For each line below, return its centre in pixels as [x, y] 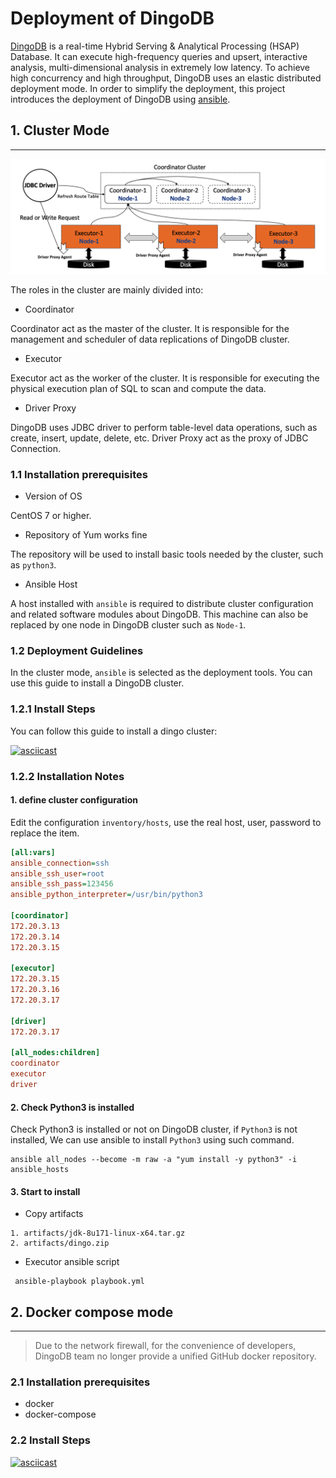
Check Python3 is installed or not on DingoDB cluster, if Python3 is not [154, 1129]
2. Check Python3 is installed [72, 1107]
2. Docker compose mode [92, 1312]
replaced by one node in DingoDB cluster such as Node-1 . [128, 625]
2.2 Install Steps [50, 1440]
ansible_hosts [40, 1170]
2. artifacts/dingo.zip [60, 1243]
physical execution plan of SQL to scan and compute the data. [138, 388]
